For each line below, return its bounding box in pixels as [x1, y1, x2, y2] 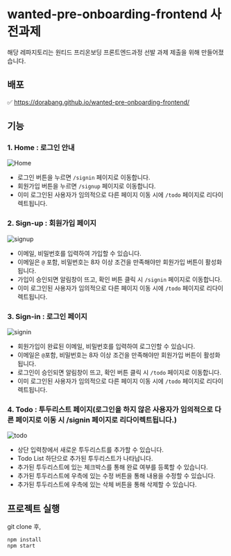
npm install [7, 537, 42, 543]
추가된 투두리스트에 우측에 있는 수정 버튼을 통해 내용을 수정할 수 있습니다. [17, 472, 216, 480]
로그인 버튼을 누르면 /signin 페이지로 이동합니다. [17, 173, 151, 181]
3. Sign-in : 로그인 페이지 [7, 311, 88, 321]
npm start [7, 543, 36, 550]
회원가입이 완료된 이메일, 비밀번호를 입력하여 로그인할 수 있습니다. [17, 342, 196, 351]
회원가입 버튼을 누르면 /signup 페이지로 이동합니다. [17, 182, 156, 190]
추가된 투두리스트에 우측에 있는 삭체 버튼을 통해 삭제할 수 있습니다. [17, 480, 197, 489]
